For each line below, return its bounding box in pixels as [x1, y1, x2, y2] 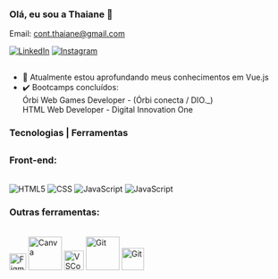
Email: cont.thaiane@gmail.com [9, 29, 125, 39]
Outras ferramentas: [9, 206, 100, 218]
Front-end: [9, 154, 57, 166]
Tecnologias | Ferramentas [9, 126, 129, 139]
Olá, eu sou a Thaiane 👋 [9, 8, 114, 21]
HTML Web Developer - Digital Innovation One [21, 104, 194, 114]
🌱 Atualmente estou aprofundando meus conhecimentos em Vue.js [21, 72, 270, 82]
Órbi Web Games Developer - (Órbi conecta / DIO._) [21, 94, 214, 106]
